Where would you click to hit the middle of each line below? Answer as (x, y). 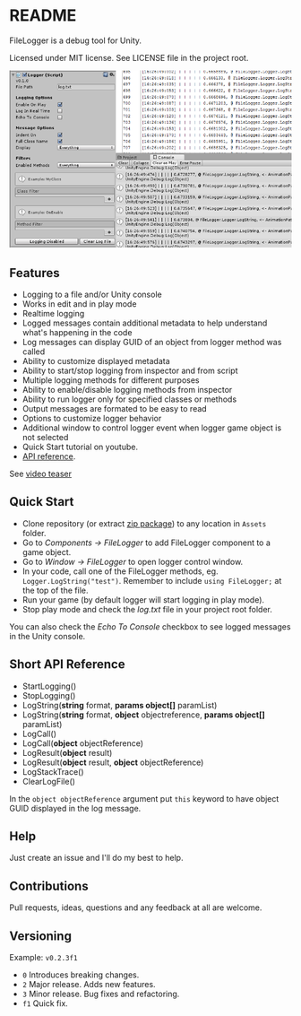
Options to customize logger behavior (92, 418)
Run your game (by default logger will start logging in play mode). (143, 599)
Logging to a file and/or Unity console (92, 294)
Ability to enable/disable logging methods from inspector (127, 390)
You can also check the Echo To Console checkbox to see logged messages (150, 626)
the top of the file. (55, 590)
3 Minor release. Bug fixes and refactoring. (101, 994)
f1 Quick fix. (45, 1003)
